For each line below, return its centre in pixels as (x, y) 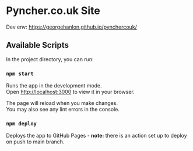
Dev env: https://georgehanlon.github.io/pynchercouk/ (71, 27)
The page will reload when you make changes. (62, 103)
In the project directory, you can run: (50, 59)
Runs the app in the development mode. (54, 86)
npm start (20, 73)
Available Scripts (37, 45)
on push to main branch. (35, 142)
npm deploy (21, 123)
